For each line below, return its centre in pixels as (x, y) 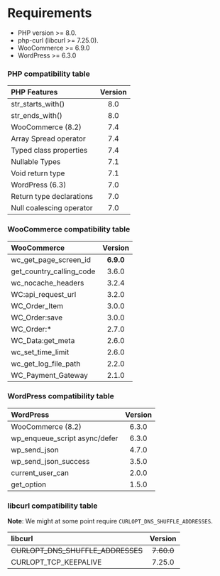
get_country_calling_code (53, 271)
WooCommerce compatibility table (69, 229)
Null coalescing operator (52, 208)
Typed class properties (49, 151)
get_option (29, 484)
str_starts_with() (38, 104)
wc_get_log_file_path (46, 364)
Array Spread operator (49, 138)
